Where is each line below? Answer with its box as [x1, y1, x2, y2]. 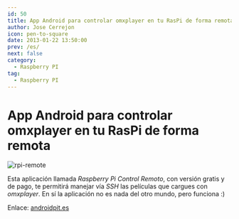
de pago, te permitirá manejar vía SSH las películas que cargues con [7, 182, 208, 191]
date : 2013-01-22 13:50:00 [7, 37, 87, 44]
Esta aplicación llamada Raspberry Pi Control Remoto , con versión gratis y [7, 175, 225, 183]
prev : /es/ [7, 43, 40, 50]
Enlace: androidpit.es [7, 203, 70, 212]
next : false [7, 50, 43, 58]
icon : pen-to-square [7, 30, 69, 38]
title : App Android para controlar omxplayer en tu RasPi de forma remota [7, 17, 234, 24]
